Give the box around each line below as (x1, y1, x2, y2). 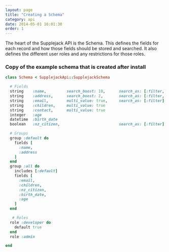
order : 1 (5, 26, 24, 31)
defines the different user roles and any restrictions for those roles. (5, 51, 146, 57)
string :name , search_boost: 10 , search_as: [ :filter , (10, 89, 165, 94)
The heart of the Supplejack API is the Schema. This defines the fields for (5, 40, 159, 46)
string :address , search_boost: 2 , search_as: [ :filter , (10, 94, 165, 99)
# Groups (10, 131, 28, 136)
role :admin (10, 234, 36, 239)
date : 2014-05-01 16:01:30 (5, 21, 62, 27)
